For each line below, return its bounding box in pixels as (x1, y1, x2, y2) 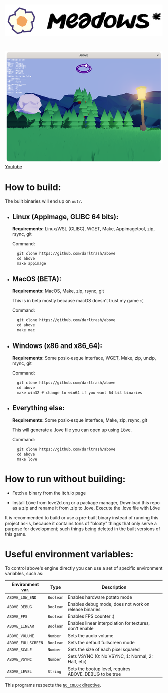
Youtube (5, 163, 22, 169)
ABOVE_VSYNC (7, 657, 32, 662)
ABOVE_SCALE (7, 647, 32, 653)
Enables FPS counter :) (67, 613, 115, 619)
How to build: (5, 181, 61, 193)
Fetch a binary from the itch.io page (12, 490, 86, 496)
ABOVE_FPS (7, 614, 28, 619)
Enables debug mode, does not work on (67, 601, 150, 607)
